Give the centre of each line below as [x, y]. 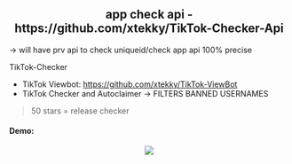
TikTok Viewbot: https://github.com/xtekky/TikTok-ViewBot [130, 84]
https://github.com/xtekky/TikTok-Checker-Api [149, 29]
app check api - [149, 15]
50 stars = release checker [80, 111]
